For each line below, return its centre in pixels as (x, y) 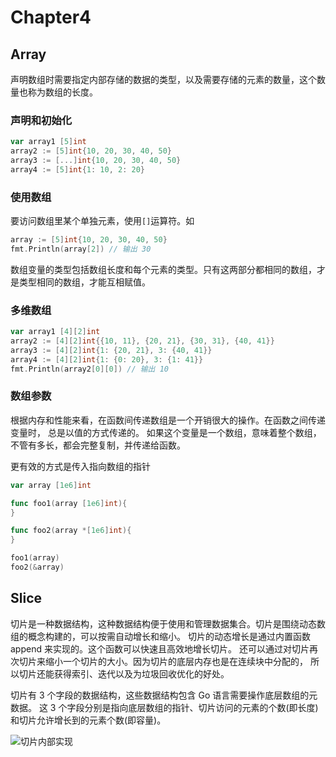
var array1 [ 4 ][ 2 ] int (55, 332)
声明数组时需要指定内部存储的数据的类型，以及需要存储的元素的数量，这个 (163, 79)
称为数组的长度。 (62, 92)
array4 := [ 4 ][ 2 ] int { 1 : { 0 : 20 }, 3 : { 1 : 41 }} (107, 359)
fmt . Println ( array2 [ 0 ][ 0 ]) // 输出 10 (89, 369)
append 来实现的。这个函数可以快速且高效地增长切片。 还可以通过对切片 (160, 648)
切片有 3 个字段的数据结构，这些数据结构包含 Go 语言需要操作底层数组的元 (164, 695)
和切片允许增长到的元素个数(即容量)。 (88, 720)
